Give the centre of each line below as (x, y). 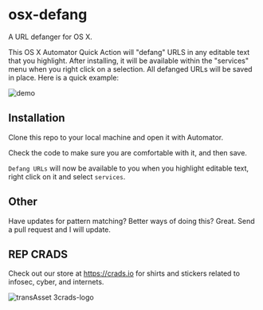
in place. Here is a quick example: (64, 77)
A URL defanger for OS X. (51, 37)
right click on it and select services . (67, 176)
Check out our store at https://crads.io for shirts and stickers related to (124, 273)
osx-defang (48, 15)
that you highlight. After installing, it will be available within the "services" (129, 61)
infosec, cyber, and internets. (56, 282)
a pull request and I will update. (60, 230)
